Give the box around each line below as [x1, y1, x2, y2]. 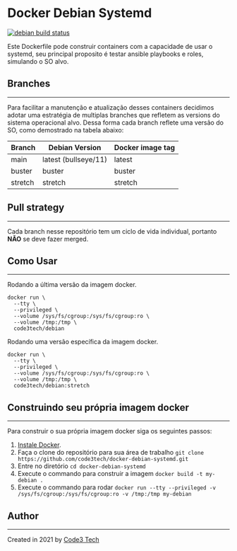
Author [7, 510, 39, 522]
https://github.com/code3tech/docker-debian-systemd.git [17, 455, 189, 463]
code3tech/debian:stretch [13, 382, 90, 390]
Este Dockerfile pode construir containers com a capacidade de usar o [7, 42, 213, 50]
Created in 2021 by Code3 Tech [7, 535, 100, 543]
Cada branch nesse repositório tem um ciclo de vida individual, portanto [7, 227, 217, 235]
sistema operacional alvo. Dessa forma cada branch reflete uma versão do [7, 118, 224, 127]
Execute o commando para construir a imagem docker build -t [17, 470, 203, 478]
